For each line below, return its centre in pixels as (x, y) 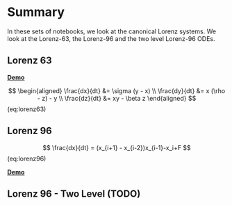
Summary (36, 12)
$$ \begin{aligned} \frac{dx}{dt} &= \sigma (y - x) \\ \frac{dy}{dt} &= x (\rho (117, 90)
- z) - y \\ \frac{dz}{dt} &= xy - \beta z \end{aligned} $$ (117, 98)
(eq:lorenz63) (27, 109)
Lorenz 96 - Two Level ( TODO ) (74, 194)
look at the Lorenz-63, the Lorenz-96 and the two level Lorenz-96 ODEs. (111, 38)
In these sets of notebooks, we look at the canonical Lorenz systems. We (112, 31)
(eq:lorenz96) (27, 158)
